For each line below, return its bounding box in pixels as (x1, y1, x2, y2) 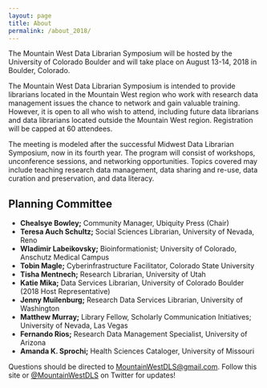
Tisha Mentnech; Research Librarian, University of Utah (19, 270, 206, 280)
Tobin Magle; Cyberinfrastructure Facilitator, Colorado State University (19, 261, 255, 271)
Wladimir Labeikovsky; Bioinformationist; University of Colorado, (19, 244, 237, 254)
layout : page (8, 11, 52, 20)
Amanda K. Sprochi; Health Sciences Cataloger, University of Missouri (19, 346, 255, 356)
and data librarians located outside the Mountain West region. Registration (8, 116, 254, 125)
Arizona (19, 338, 47, 348)
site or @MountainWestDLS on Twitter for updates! (8, 370, 176, 380)
